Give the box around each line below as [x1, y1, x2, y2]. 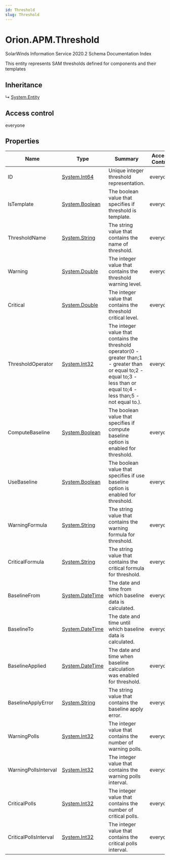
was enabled [108, 672, 139, 679]
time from [108, 586, 132, 593]
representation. [108, 180, 145, 187]
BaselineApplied [8, 662, 47, 669]
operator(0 [108, 348, 135, 355]
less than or [108, 379, 137, 386]
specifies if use [108, 472, 145, 479]
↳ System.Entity [5, 94, 40, 100]
